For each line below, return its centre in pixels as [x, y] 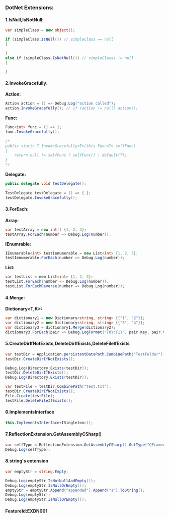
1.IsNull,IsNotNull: [24, 20]
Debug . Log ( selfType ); [28, 449]
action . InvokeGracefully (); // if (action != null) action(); [72, 108]
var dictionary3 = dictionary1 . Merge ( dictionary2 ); [60, 327]
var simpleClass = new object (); [40, 30]
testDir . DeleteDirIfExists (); [37, 373]
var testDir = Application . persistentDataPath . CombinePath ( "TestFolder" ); [85, 354]
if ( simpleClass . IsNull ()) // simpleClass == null [59, 39]
